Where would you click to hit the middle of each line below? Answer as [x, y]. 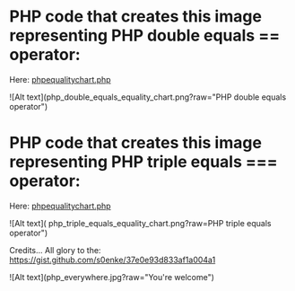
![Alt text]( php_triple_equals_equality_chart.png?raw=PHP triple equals [140, 223]
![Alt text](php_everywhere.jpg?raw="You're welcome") [112, 277]
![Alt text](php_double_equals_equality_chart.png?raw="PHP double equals [148, 97]
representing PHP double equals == [145, 35]
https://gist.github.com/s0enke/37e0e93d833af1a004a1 [113, 260]
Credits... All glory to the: [55, 250]
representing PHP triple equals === [143, 162]
